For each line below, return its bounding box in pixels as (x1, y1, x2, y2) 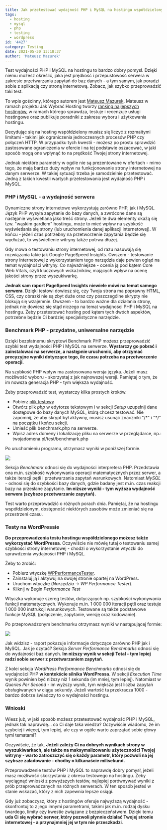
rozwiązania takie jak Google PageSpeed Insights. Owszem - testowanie (5, 251, 153, 257)
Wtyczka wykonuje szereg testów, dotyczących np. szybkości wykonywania (5, 596, 162, 602)
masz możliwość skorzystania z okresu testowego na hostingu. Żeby (5, 772, 146, 778)
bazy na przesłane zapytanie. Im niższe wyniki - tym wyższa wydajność (5, 486, 156, 492)
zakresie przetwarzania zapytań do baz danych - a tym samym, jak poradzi (5, 78, 159, 84)
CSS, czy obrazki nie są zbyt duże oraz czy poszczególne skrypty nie (5, 293, 148, 299)
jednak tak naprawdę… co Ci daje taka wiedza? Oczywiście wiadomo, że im (5, 721, 160, 727)
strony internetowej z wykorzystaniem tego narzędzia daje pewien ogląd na (5, 257, 160, 263)
